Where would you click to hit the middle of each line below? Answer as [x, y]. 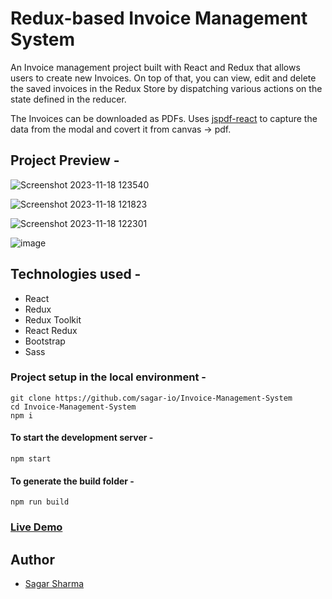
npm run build [40, 502]
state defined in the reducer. [68, 99]
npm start [31, 459]
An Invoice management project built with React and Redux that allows [155, 67]
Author [32, 559]
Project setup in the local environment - [108, 377]
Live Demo [36, 527]
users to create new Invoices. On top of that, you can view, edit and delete [163, 78]
